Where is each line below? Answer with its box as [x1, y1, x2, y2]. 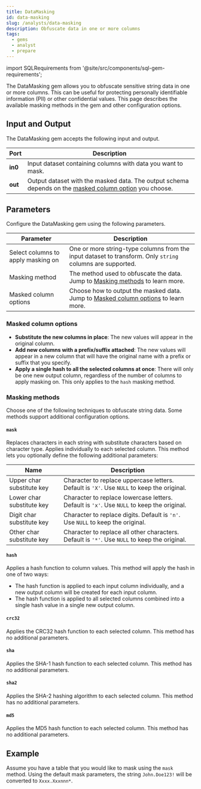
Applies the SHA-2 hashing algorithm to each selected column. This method [6, 692, 193, 700]
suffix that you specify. [14, 358, 72, 366]
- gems [11, 37, 28, 43]
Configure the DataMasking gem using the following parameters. [6, 220, 166, 228]
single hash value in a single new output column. [14, 602, 135, 609]
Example [6, 748, 39, 758]
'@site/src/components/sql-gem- [82, 64, 165, 71]
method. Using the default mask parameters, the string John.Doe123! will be [6, 771, 193, 778]
